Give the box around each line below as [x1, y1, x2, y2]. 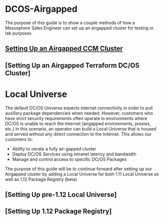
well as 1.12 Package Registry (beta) [5, 176, 77, 182]
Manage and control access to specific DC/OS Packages [12, 156, 127, 162]
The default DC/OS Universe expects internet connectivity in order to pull [5, 105, 153, 111]
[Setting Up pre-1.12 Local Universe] [5, 190, 117, 199]
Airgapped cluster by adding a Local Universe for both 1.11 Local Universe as [5, 171, 159, 177]
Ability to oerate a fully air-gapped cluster [12, 146, 96, 152]
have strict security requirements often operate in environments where [5, 115, 148, 121]
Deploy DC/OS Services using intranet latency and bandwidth [12, 151, 137, 157]
